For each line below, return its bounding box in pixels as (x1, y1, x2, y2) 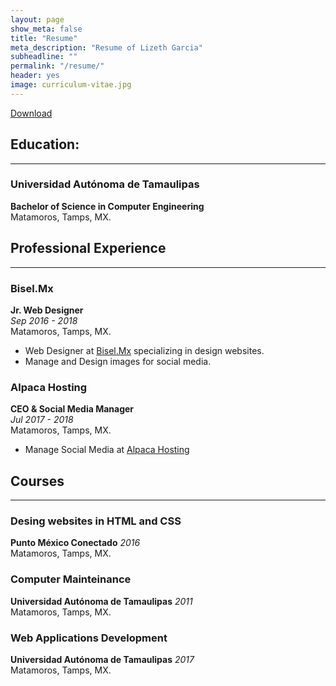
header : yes (10, 71, 60, 81)
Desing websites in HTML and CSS (10, 514, 182, 528)
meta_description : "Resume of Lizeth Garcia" (10, 42, 203, 53)
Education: (10, 136, 80, 153)
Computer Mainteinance (10, 572, 132, 586)
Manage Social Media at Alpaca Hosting (24, 444, 190, 456)
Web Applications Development (10, 631, 168, 645)
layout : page (10, 14, 65, 25)
